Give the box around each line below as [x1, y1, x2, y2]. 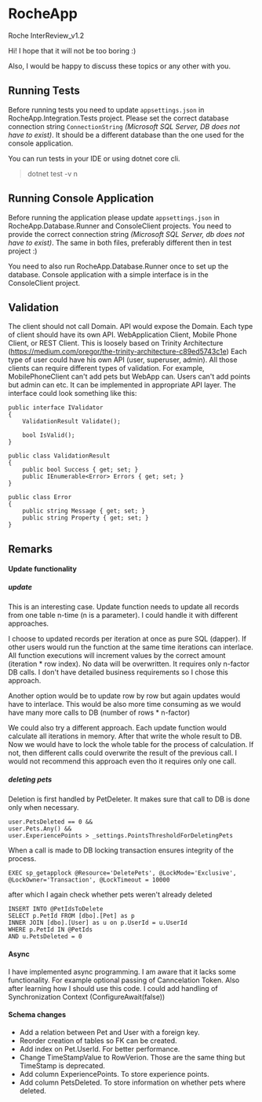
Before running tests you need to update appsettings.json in [8, 105, 205, 114]
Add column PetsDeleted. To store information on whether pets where [19, 1078, 246, 1087]
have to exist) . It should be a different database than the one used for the [8, 130, 245, 139]
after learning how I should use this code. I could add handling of [8, 983, 218, 993]
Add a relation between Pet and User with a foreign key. [19, 1027, 200, 1037]
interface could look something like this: [8, 389, 137, 398]
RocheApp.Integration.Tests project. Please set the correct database [8, 113, 229, 123]
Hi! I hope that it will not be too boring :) [8, 46, 136, 55]
